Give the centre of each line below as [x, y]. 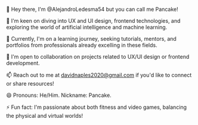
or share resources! [30, 83]
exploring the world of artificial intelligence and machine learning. [87, 27]
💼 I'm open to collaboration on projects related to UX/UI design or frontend [98, 57]
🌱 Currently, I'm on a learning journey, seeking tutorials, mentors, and [92, 39]
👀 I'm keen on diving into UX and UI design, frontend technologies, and [93, 21]
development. [23, 63]
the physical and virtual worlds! [45, 116]
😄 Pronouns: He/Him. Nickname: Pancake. [59, 95]
